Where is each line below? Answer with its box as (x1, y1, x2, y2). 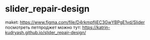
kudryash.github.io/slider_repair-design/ (5, 29, 86, 35)
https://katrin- (82, 24, 110, 30)
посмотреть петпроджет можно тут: (5, 24, 82, 30)
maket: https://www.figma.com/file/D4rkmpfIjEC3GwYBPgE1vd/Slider (5, 19, 145, 25)
